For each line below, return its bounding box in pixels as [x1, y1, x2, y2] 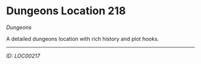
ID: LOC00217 [6, 52, 41, 59]
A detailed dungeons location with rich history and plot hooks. [6, 35, 160, 42]
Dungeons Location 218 [6, 4, 126, 18]
